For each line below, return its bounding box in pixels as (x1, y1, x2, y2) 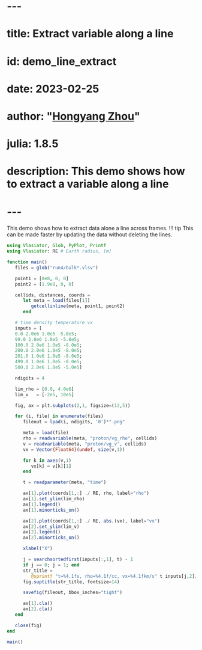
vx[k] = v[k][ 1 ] (31, 463, 71, 469)
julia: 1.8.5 (7, 137, 59, 151)
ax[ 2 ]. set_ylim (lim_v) (22, 523, 80, 530)
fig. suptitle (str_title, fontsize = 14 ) (22, 578, 120, 585)
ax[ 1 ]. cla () (22, 601, 53, 607)
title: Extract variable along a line (7, 27, 174, 41)
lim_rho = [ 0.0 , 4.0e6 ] (14, 386, 74, 392)
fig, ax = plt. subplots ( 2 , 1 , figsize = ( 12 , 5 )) (14, 402, 131, 408)
